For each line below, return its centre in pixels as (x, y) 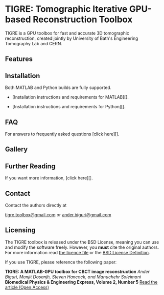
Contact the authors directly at (36, 205)
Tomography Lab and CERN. (34, 43)
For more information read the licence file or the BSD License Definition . (78, 252)
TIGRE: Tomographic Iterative (66, 9)
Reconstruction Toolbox (82, 19)
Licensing (20, 230)
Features (19, 59)
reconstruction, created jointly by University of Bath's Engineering (72, 38)
